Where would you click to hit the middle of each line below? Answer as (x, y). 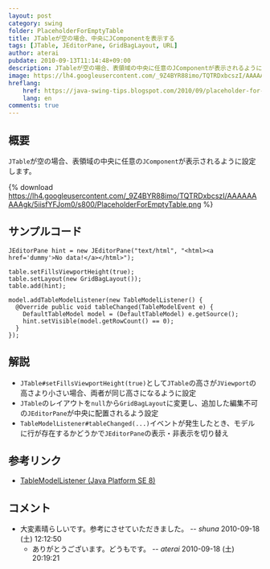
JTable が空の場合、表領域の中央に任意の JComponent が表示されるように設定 (132, 161)
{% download (31, 187)
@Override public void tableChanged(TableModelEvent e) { (115, 307)
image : (19, 76)
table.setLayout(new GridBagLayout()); (75, 278)
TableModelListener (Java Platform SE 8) (88, 480)
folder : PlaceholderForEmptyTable (66, 31)
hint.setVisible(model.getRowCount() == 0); (98, 321)
